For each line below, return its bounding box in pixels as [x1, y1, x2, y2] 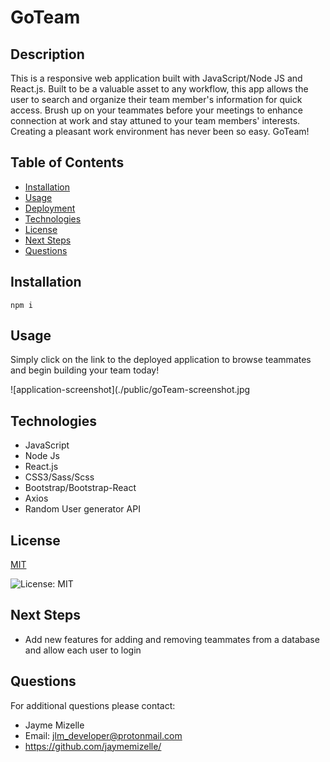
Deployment [24, 202, 76, 214]
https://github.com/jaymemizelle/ [24, 740, 162, 752]
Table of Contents [10, 154, 125, 171]
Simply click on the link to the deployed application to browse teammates [10, 354, 312, 366]
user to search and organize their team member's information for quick [10, 94, 303, 105]
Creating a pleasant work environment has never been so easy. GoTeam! [10, 126, 310, 137]
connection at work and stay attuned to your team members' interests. [10, 115, 301, 126]
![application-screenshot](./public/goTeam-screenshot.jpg [10, 384, 251, 396]
